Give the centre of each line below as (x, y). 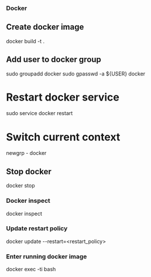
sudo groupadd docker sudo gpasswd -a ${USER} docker (76, 74)
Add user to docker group (54, 60)
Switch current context (63, 137)
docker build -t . (25, 41)
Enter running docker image (47, 257)
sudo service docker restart (40, 113)
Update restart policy (37, 228)
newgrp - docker (26, 153)
